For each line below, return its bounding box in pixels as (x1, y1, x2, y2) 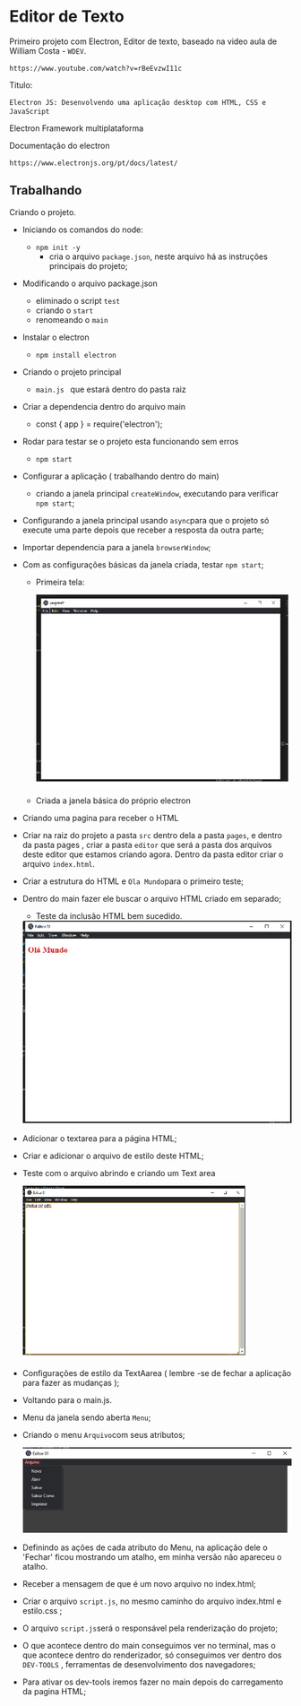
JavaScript (9, 107, 50, 116)
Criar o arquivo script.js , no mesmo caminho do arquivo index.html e (21, 1596, 282, 1606)
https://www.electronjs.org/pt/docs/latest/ (9, 159, 178, 168)
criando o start (35, 305, 94, 316)
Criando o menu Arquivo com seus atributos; (21, 1430, 185, 1441)
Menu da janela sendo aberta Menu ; (21, 1412, 151, 1423)
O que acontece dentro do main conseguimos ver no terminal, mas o (21, 1641, 276, 1651)
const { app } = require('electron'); (35, 419, 163, 429)
